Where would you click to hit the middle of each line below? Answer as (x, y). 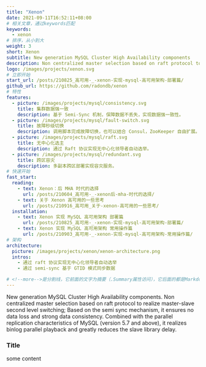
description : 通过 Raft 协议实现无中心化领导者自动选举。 (85, 149)
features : (19, 97)
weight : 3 (19, 47)
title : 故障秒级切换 (41, 126)
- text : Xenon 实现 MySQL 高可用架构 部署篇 (71, 217)
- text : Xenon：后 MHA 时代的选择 (58, 189)
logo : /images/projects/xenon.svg (51, 69)
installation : (30, 211)
